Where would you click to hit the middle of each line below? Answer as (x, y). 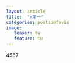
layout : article (26, 11)
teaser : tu (27, 33)
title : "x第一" (25, 17)
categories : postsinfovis (37, 22)
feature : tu (28, 38)
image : (14, 28)
